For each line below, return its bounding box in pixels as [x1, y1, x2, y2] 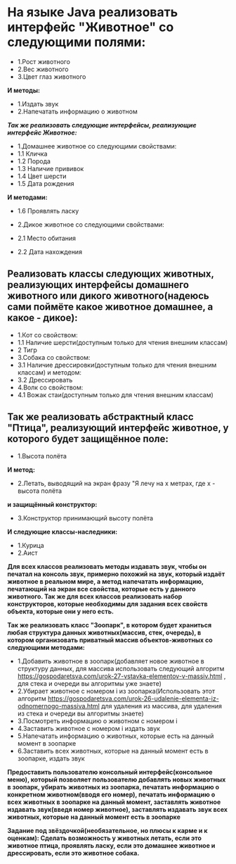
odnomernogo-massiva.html [17, 701, 100, 710]
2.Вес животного [17, 65, 69, 73]
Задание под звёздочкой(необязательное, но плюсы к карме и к [7, 826, 208, 834]
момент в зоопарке [17, 739, 77, 747]
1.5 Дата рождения [17, 179, 75, 187]
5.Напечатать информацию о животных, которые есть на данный [17, 732, 214, 740]
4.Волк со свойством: [17, 383, 84, 392]
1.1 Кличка [17, 149, 48, 158]
